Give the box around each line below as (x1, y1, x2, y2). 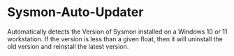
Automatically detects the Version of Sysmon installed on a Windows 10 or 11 (7, 27, 228, 36)
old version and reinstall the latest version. (7, 42, 129, 50)
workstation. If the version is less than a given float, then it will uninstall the (7, 34, 224, 43)
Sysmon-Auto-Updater (7, 4, 144, 20)
